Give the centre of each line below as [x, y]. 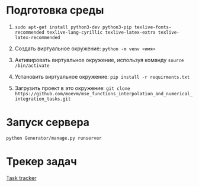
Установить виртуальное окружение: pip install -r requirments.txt [102, 76]
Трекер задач [41, 162]
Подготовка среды [55, 10]
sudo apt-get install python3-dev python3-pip [73, 27]
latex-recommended [37, 37]
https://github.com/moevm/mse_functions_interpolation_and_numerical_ [104, 93]
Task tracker [21, 178]
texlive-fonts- [153, 27]
